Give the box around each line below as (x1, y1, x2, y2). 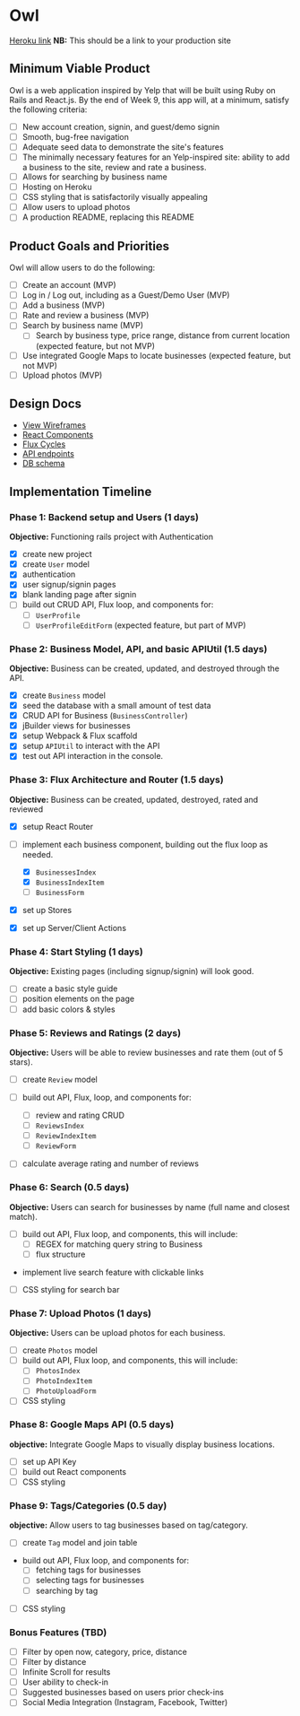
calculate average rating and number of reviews (21, 1158, 200, 1169)
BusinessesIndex (35, 867, 97, 877)
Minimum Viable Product (9, 61, 150, 76)
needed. (21, 849, 54, 859)
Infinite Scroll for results (21, 1667, 111, 1677)
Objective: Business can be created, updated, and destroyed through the (9, 663, 280, 674)
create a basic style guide (21, 983, 118, 994)
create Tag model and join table (21, 1537, 138, 1548)
